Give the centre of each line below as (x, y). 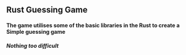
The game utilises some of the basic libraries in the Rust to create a (93, 25)
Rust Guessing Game (47, 10)
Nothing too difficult (33, 45)
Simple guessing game (36, 31)
